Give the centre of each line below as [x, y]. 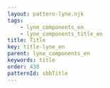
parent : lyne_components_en [49, 54]
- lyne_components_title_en [61, 34]
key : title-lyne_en [36, 47]
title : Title [27, 40]
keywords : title [31, 60]
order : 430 [23, 67]
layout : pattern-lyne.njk [45, 14]
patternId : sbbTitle [38, 73]
